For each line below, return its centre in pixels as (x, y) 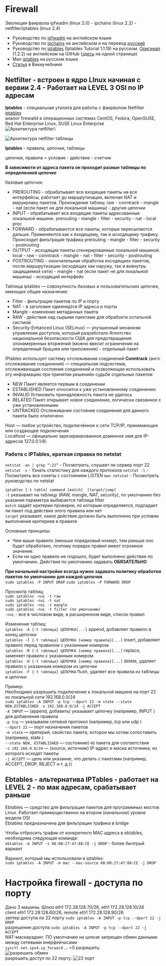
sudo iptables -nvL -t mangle (36, 605)
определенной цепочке (31, 172)
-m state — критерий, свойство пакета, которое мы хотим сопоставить (81, 732)
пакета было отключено (38, 416)
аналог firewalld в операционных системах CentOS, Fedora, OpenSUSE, (81, 118)
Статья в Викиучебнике (37, 64)
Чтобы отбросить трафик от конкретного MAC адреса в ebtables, (74, 833)
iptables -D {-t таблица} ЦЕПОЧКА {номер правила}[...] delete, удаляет (81, 661)
